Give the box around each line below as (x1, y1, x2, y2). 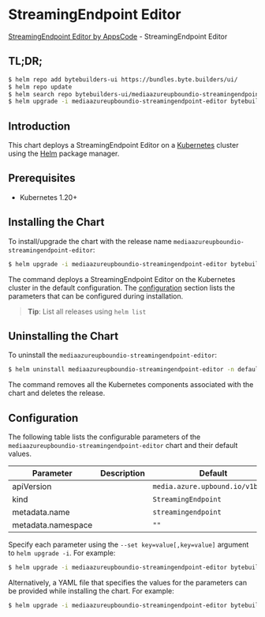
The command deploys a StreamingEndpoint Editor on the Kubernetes (8, 274, 236, 284)
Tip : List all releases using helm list (27, 307, 147, 316)
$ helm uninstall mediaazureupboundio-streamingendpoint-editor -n (8, 366, 235, 374)
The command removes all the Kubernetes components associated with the (8, 380, 254, 389)
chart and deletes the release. (8, 389, 106, 398)
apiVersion (12, 481, 52, 492)
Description (99, 468, 146, 479)
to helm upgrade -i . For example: (8, 548, 116, 558)
